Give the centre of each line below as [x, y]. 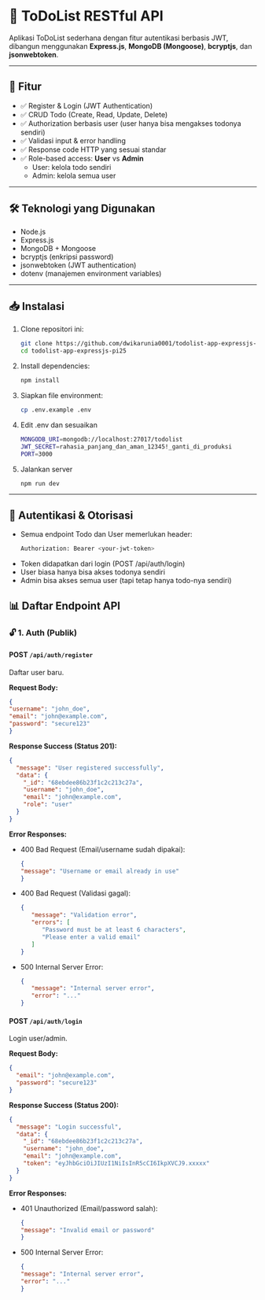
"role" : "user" [48, 805]
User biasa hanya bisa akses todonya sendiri [93, 572]
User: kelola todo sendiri [72, 167]
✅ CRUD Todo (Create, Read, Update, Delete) [94, 114]
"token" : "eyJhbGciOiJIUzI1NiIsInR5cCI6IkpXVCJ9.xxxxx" [117, 1164]
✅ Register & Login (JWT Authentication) [86, 105]
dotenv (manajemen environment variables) [91, 273]
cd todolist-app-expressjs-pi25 [73, 351]
